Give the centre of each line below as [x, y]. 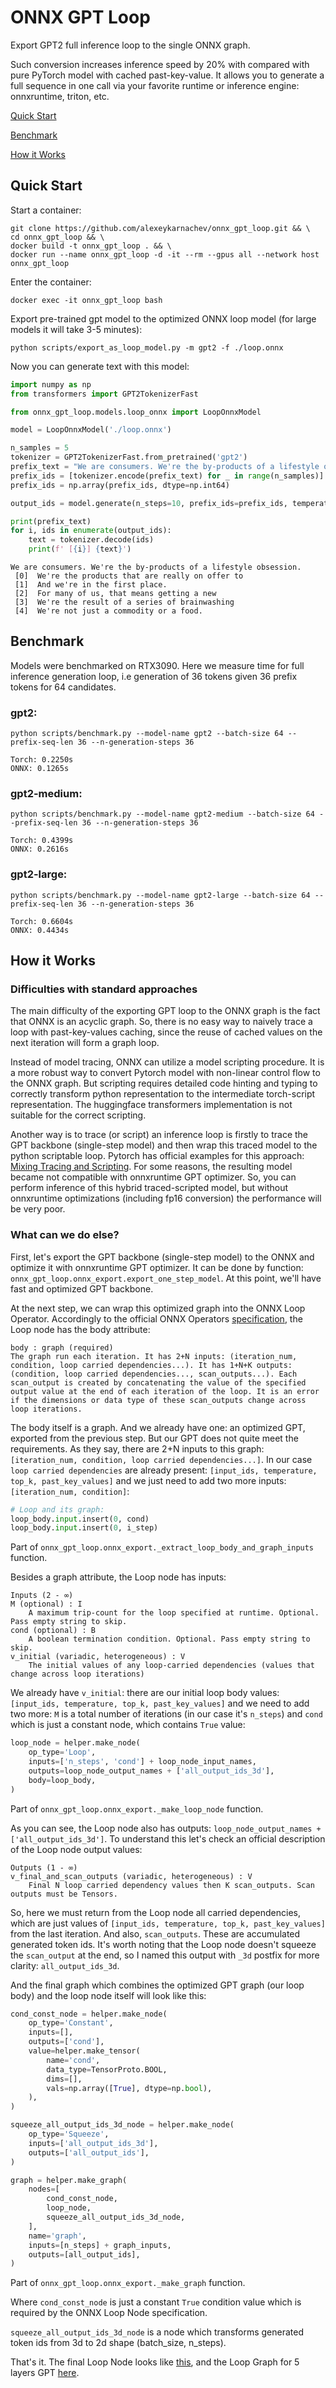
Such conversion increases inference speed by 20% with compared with [160, 64]
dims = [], [64, 2079]
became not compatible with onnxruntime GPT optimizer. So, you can [153, 1177]
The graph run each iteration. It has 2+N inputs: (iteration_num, [154, 1356]
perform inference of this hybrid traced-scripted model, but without [149, 1188]
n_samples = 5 [40, 448]
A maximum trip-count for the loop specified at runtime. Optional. [174, 1613]
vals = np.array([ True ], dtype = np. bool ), [129, 2088]
